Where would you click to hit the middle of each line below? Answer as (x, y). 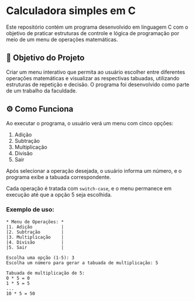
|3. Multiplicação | (35, 237)
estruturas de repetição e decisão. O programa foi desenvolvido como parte (98, 84)
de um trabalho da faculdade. (42, 90)
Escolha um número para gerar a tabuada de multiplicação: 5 (82, 263)
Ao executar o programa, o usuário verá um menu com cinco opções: (90, 123)
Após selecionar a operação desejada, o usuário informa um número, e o (94, 170)
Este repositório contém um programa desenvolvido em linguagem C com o (97, 27)
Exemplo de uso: (30, 210)
